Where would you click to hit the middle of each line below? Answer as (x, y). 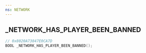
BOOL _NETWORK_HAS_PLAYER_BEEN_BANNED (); (49, 46)
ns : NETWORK (17, 10)
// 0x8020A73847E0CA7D (29, 41)
